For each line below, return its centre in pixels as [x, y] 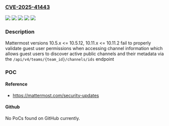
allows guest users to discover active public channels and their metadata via [84, 54]
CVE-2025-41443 [28, 7]
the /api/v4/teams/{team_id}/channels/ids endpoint [60, 59]
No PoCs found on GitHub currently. [43, 118]
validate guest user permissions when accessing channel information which [84, 48]
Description [20, 32]
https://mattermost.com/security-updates [56, 95]
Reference [16, 84]
